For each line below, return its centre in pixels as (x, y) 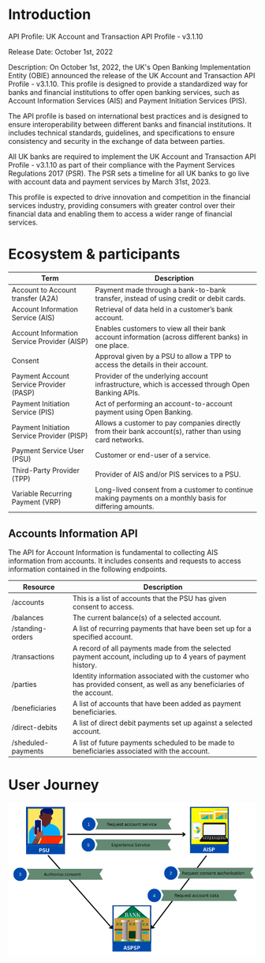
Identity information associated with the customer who (161, 676)
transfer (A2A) (35, 298)
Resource (39, 587)
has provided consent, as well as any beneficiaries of (158, 684)
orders (22, 637)
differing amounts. (125, 506)
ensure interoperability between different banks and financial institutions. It (130, 124)
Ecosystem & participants (94, 254)
